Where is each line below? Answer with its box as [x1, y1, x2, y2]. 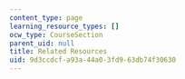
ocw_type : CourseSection [9, 30, 103, 39]
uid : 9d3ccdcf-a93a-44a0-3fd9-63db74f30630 [9, 55, 177, 64]
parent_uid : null [9, 38, 75, 48]
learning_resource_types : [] [9, 22, 120, 31]
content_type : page [9, 13, 83, 23]
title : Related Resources [9, 47, 107, 56]
